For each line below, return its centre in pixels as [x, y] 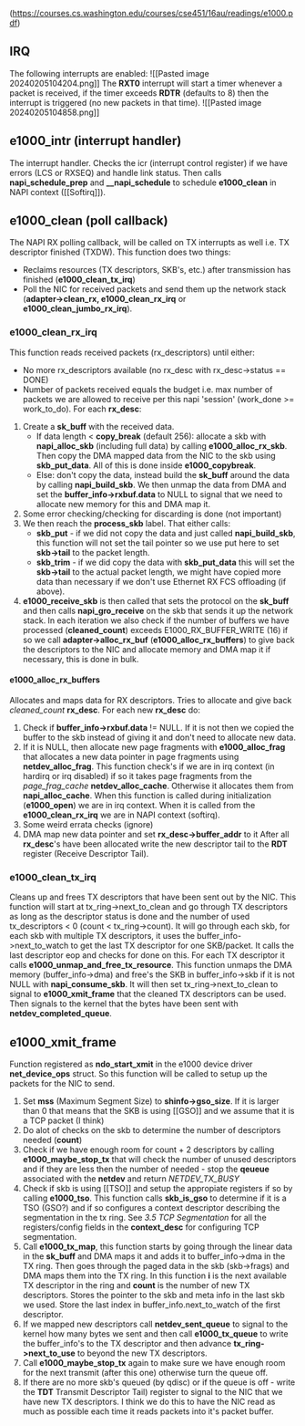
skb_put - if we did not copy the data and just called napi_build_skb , [166, 533]
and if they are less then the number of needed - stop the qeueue [146, 1169]
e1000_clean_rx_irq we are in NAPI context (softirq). [121, 815]
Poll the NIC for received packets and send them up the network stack [154, 289]
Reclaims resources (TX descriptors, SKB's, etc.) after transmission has [157, 270]
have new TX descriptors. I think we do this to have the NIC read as [149, 1402]
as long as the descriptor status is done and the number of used [130, 917]
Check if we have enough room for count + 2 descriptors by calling [148, 1150]
